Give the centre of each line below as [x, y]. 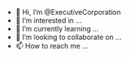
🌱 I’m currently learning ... [57, 29]
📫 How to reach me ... [52, 46]
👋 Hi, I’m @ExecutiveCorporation [68, 12]
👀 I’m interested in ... [48, 20]
